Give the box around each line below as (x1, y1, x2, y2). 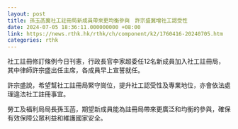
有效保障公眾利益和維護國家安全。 (7, 114, 107, 123)
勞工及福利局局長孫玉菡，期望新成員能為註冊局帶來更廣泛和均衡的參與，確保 (7, 105, 231, 113)
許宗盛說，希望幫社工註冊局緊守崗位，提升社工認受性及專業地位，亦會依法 (7, 81, 225, 89)
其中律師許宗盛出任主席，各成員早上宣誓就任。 (7, 66, 144, 74)
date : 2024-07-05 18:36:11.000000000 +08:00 (7, 23, 141, 30)
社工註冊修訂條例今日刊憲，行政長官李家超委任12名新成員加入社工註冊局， (7, 57, 225, 66)
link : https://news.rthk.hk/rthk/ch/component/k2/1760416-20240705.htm (7, 30, 223, 38)
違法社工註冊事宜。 (13, 90, 69, 99)
